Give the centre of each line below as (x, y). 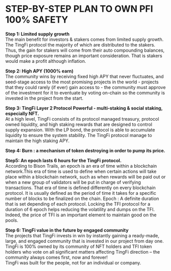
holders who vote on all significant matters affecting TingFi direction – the (83, 252)
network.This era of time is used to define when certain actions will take (81, 171)
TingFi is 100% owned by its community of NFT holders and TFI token (79, 246)
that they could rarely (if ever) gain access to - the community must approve (86, 87)
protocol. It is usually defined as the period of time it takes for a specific (81, 193)
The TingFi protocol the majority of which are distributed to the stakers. (80, 44)
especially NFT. (22, 114)
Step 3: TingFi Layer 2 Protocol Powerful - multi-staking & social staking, (84, 108)
